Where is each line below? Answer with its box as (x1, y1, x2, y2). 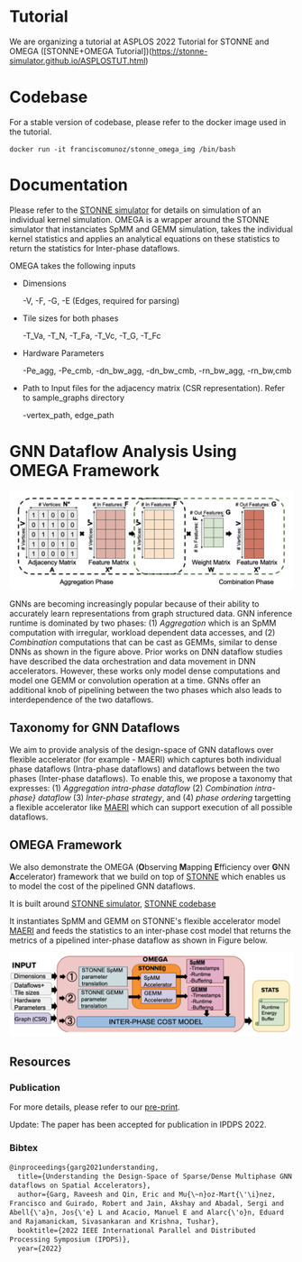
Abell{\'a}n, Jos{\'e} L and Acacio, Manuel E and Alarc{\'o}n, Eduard (9, 1208, 284, 1218)
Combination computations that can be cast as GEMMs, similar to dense (9, 636, 278, 647)
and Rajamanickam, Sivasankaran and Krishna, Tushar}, (9, 1217, 220, 1227)
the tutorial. (9, 126, 52, 137)
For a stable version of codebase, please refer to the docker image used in (9, 116, 287, 127)
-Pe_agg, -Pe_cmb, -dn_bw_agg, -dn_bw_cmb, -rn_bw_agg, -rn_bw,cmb (22, 365, 292, 376)
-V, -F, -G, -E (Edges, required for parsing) (22, 295, 180, 306)
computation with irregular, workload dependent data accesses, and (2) (9, 626, 276, 637)
